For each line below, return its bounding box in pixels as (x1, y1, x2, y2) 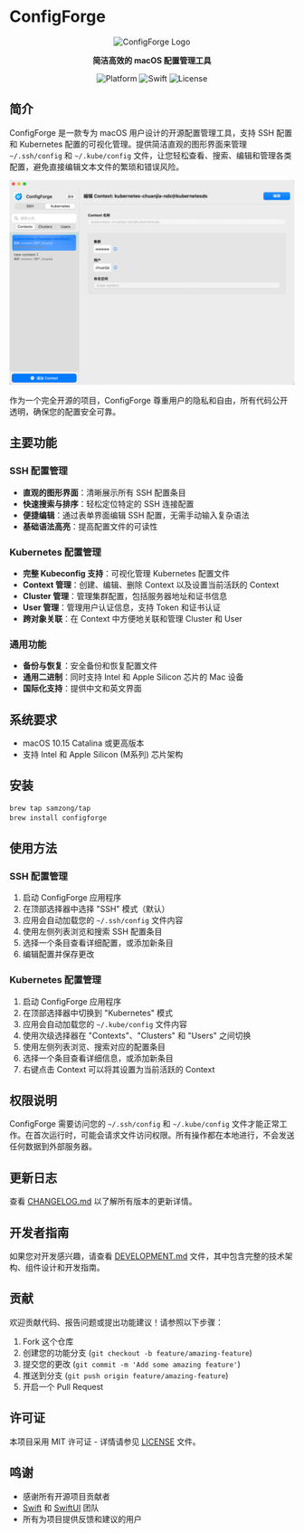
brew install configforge (9, 813, 107, 823)
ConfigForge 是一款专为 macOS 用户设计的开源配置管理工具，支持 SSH (9, 127, 274, 138)
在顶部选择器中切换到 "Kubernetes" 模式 (22, 1007, 174, 1018)
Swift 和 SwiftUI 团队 (22, 1502, 100, 1513)
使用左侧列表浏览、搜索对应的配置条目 (22, 1041, 166, 1052)
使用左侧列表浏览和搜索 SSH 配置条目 (22, 926, 163, 938)
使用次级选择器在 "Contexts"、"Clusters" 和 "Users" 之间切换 (22, 1030, 252, 1041)
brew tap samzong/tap (9, 804, 91, 813)
